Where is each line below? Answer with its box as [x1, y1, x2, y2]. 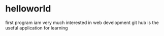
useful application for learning [5, 24, 68, 30]
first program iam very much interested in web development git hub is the [5, 19, 159, 25]
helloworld [5, 3, 51, 14]
